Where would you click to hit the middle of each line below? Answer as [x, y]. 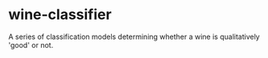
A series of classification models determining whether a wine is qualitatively [134, 37]
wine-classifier [60, 15]
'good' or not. [31, 44]
